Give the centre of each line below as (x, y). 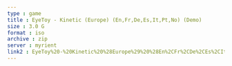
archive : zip (28, 39)
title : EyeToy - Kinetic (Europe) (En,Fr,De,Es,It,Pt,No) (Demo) (105, 20)
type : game (24, 13)
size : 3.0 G (26, 26)
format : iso (26, 33)
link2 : (18, 52)
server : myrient (32, 45)
